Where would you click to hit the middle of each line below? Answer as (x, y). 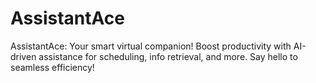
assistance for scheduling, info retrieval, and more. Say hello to (168, 56)
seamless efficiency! (52, 67)
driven (23, 56)
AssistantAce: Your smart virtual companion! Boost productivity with (151, 46)
